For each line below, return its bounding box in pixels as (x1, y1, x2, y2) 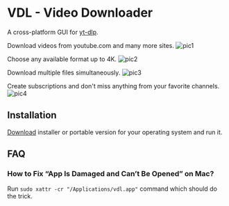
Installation (7, 109, 57, 121)
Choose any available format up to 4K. (7, 54, 117, 63)
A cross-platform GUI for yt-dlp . (7, 28, 99, 36)
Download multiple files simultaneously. (7, 68, 121, 77)
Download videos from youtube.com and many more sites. (7, 41, 175, 49)
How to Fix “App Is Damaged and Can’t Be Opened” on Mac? (7, 169, 214, 179)
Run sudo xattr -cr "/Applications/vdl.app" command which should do (7, 184, 217, 193)
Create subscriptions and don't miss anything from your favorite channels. (7, 81, 220, 90)
